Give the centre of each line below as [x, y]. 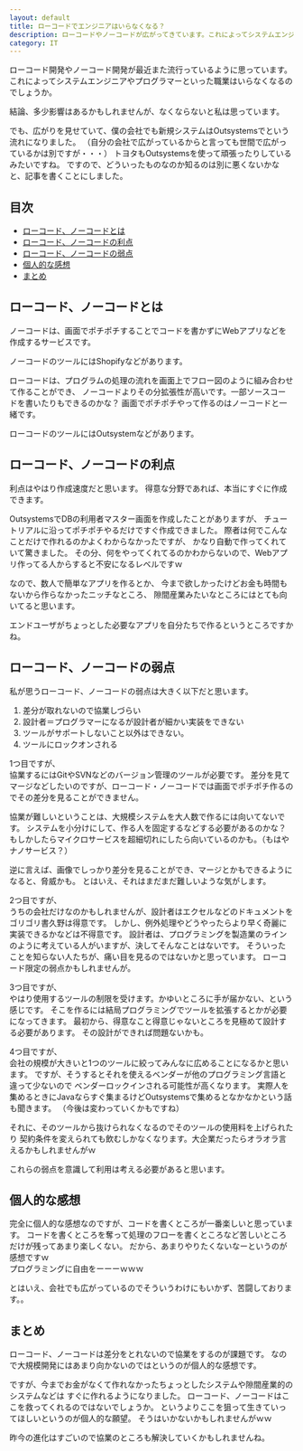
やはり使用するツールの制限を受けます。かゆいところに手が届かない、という [151, 998]
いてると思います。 [45, 606]
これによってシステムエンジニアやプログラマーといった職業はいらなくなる [147, 81]
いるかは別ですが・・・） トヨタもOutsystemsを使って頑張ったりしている [154, 154]
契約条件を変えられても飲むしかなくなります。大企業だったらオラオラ [149, 1138]
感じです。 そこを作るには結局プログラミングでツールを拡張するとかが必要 [148, 1010]
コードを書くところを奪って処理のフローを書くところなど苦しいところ [156, 1235]
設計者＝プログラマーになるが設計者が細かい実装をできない [133, 721]
